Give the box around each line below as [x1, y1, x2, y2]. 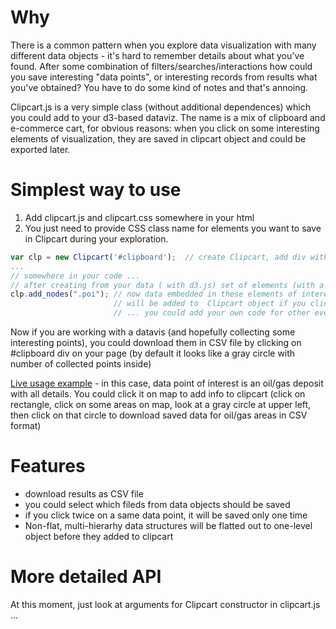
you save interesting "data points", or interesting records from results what [10, 71, 318, 83]
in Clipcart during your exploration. [24, 232, 169, 245]
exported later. [10, 143, 71, 155]
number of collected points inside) [10, 358, 152, 370]
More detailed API [10, 566, 162, 588]
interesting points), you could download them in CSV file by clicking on [10, 337, 302, 348]
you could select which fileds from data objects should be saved [24, 498, 291, 510]
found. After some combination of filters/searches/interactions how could [10, 60, 313, 72]
